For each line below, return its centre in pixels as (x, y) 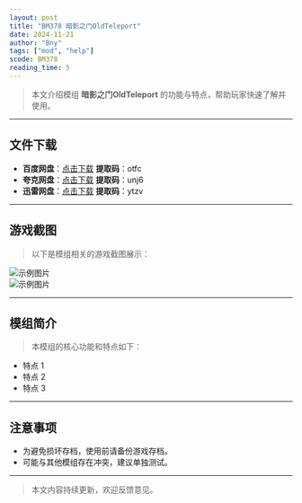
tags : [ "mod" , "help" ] (52, 51)
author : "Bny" (36, 43)
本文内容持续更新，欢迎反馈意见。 (94, 490)
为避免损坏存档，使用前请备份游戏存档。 (97, 451)
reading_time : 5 (40, 68)
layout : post (34, 18)
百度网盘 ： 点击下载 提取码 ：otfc (82, 168)
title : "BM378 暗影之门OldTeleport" (75, 26)
